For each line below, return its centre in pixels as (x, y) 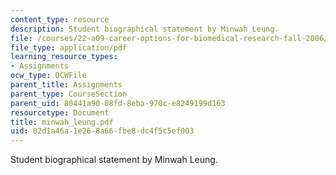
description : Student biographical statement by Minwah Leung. (145, 29)
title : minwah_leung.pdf (62, 122)
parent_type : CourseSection (69, 94)
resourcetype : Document (60, 112)
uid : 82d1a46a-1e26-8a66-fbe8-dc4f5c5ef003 (102, 131)
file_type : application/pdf (69, 47)
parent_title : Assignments (66, 85)
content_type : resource (60, 19)
